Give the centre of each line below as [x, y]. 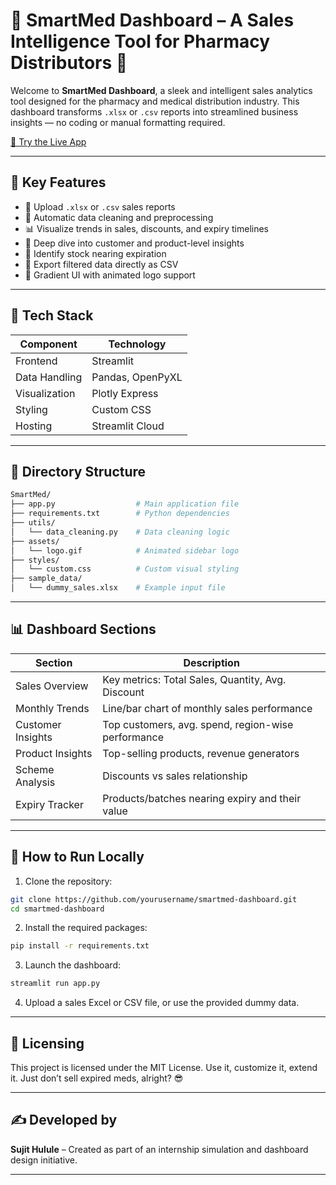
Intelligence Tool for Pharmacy [140, 41]
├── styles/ [35, 560]
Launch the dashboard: [73, 965]
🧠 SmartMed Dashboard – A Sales [152, 20]
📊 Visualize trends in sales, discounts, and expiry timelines [146, 228]
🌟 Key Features [58, 182]
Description [211, 662]
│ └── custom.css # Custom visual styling [125, 569]
